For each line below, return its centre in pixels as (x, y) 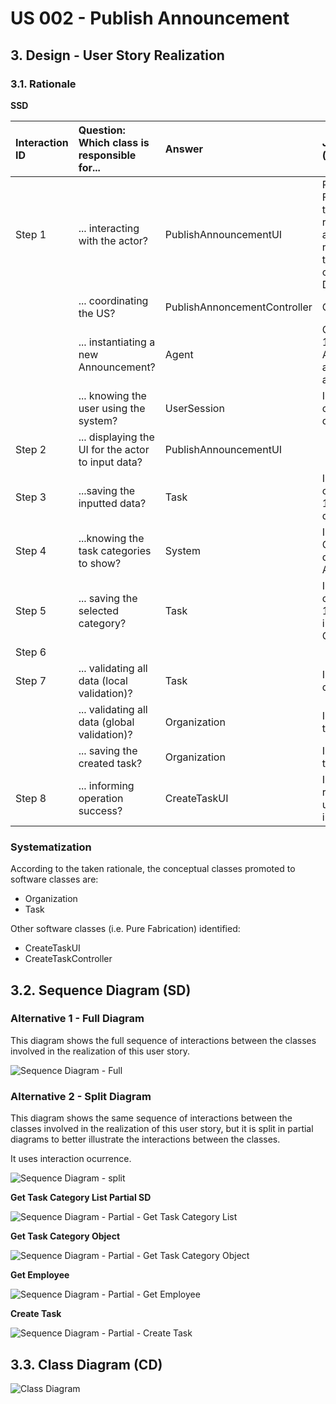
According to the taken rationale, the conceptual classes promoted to (153, 869)
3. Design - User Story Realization (117, 55)
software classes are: (54, 879)
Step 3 (31, 497)
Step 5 (31, 610)
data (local (103, 680)
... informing (106, 785)
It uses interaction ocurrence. (71, 1159)
